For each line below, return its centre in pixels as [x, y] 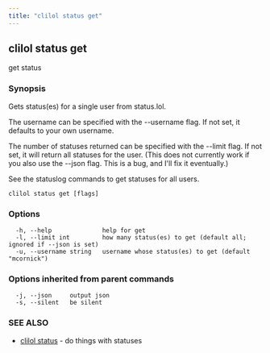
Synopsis [27, 89]
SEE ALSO [29, 323]
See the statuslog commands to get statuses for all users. [104, 179]
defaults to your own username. [61, 131]
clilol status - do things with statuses [81, 340]
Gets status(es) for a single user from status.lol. [87, 106]
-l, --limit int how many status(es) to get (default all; [131, 238]
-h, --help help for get [81, 230]
